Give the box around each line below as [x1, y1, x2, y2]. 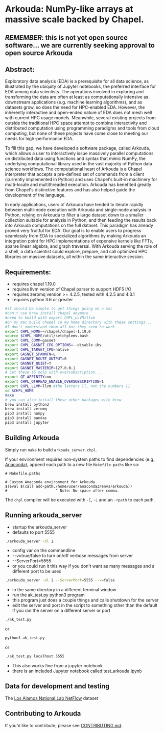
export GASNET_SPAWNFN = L [5, 352, 56, 357]
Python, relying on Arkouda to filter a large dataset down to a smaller [5, 212, 144, 218]
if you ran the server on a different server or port [12, 607, 111, 614]
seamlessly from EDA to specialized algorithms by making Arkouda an [5, 233, 146, 239]
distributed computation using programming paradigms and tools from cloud [5, 125, 160, 131]
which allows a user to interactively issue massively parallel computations [5, 151, 154, 157]
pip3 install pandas [5, 416, 47, 420]
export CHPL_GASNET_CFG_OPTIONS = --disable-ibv [5, 342, 102, 348]
